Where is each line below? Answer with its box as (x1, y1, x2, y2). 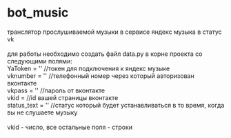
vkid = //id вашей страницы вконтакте (7, 93, 119, 101)
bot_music (7, 5, 69, 21)
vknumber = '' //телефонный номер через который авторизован (7, 71, 194, 80)
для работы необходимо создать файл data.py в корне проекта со (7, 50, 203, 58)
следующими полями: (7, 57, 72, 65)
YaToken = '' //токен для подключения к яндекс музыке (7, 64, 170, 72)
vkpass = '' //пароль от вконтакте (7, 86, 106, 95)
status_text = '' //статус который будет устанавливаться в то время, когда (7, 101, 225, 109)
